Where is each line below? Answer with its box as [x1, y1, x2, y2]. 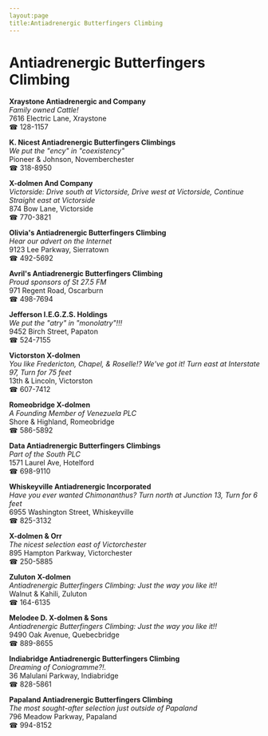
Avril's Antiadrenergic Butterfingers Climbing [9, 269, 163, 279]
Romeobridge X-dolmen [9, 400, 91, 410]
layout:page [9, 11, 49, 20]
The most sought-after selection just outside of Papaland [9, 703, 198, 713]
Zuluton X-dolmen [9, 572, 71, 582]
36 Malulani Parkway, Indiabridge [9, 671, 119, 681]
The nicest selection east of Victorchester [9, 540, 147, 549]
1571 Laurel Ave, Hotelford [9, 458, 95, 468]
